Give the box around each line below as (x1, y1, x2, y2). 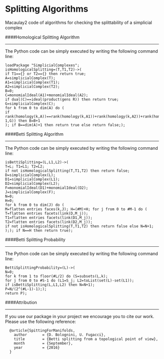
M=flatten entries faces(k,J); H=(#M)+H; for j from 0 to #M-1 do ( (5, 206, 147, 212)
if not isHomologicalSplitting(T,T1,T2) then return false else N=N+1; (5, 223, 154, 229)
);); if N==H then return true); (5, 228, 73, 233)
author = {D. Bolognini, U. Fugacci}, (14, 332, 106, 337)
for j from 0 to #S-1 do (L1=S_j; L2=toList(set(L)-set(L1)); (5, 278, 134, 283)
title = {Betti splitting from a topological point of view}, (14, 337, 159, 341)
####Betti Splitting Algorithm (5, 131, 63, 137)
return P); (5, 291, 27, 296)
